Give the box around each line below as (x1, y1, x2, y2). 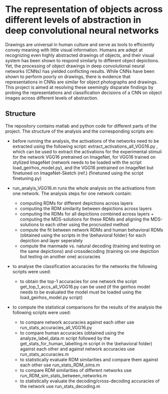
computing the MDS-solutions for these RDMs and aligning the (20, 216, 149, 222)
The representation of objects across (5, 4, 163, 15)
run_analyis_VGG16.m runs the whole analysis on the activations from (12, 185, 155, 191)
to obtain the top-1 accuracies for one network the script (20, 278, 137, 284)
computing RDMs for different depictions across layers (20, 200, 133, 206)
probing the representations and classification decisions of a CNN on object (5, 89, 162, 95)
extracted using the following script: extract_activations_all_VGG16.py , (12, 143, 158, 149)
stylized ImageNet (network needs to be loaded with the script (12, 159, 142, 165)
